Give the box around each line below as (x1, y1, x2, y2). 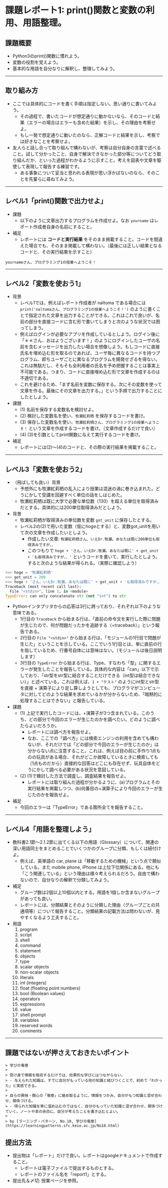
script (19, 932, 32, 938)
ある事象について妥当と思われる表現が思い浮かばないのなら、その (19, 169, 156, 176)
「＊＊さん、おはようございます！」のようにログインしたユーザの (19, 338, 156, 344)
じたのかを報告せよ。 (27, 792, 71, 798)
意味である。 (12, 609, 39, 615)
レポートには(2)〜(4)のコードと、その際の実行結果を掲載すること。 (19, 444, 159, 450)
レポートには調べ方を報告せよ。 (27, 729, 93, 735)
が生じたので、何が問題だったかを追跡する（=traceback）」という (19, 622, 155, 628)
